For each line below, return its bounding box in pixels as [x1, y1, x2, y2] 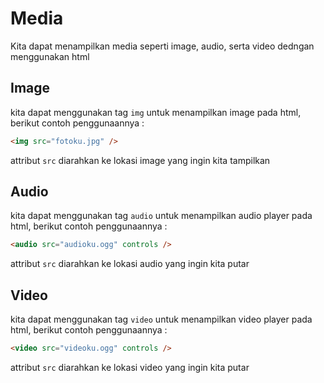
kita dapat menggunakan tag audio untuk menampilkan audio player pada [10, 210, 313, 222]
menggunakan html [10, 50, 90, 62]
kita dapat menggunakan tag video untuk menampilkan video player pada [10, 313, 313, 326]
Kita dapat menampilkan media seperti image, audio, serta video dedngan [10, 40, 315, 52]
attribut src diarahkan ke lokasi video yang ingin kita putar [10, 362, 250, 373]
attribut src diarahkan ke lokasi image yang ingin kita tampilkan [10, 154, 271, 166]
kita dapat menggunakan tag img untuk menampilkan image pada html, [10, 106, 302, 118]
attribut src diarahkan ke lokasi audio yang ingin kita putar [10, 258, 250, 270]
